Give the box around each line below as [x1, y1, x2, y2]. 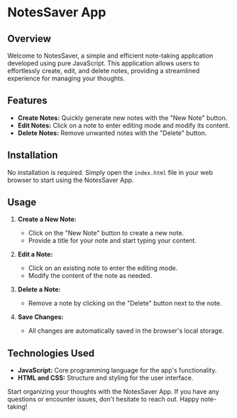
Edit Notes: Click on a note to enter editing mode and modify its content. [17, 121, 231, 129]
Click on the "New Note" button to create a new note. [28, 229, 184, 237]
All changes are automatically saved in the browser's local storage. [28, 326, 224, 335]
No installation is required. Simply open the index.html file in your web [7, 168, 213, 176]
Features [7, 95, 48, 107]
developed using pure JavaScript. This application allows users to [7, 59, 200, 68]
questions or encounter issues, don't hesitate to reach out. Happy [7, 395, 199, 404]
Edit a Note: [17, 250, 53, 259]
